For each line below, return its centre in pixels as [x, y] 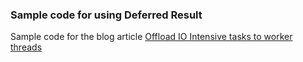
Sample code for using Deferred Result [106, 15]
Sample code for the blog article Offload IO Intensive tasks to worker [151, 37]
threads [26, 47]
